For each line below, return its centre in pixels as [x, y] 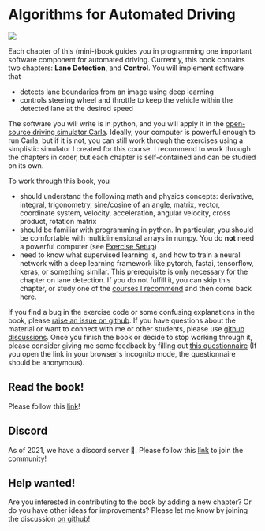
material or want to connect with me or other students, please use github [127, 328]
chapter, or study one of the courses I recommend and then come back [136, 288]
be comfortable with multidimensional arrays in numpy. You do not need [137, 237]
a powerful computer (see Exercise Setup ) [88, 246]
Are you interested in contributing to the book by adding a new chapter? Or [130, 502]
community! [28, 458]
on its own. [26, 165]
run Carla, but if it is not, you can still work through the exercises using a [126, 140]
